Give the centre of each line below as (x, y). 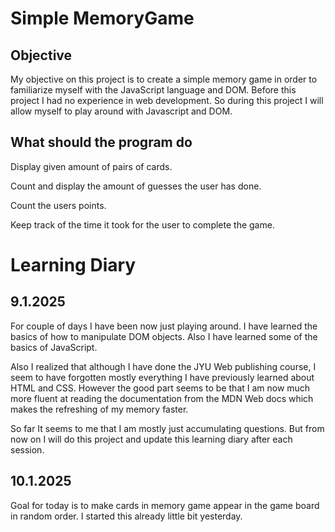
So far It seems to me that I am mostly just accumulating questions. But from (167, 428)
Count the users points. (58, 205)
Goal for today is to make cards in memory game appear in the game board (165, 505)
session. (27, 449)
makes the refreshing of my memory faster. (99, 409)
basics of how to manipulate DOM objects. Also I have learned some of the (164, 336)
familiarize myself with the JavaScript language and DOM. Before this (153, 90)
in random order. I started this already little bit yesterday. (126, 516)
